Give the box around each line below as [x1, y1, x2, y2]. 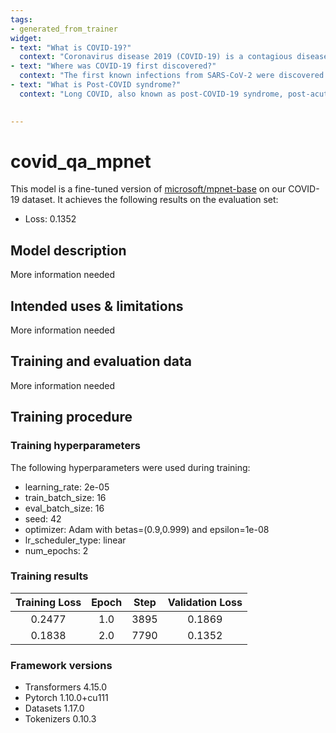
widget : [10, 33, 43, 43]
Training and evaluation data [10, 353, 192, 370]
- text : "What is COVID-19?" [10, 42, 132, 53]
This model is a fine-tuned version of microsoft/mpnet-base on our [10, 183, 287, 195]
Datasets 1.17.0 [24, 702, 85, 715]
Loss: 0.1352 [24, 213, 77, 225]
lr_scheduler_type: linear [24, 534, 127, 546]
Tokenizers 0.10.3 [24, 713, 97, 725]
